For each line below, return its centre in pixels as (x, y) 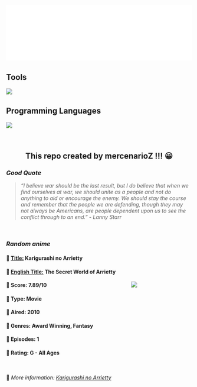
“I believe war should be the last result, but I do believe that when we (104, 186)
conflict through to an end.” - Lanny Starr (71, 217)
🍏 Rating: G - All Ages (33, 353)
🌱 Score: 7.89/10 (27, 285)
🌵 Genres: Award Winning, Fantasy (50, 325)
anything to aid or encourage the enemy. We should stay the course (103, 198)
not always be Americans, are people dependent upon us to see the (103, 211)
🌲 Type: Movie (24, 299)
